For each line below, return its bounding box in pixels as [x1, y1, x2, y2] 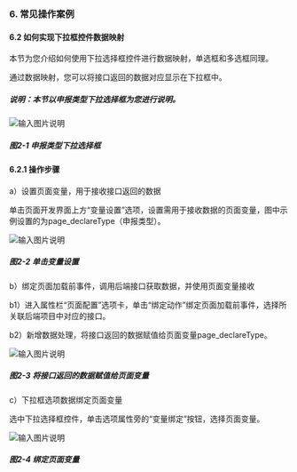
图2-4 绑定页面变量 [9, 454, 80, 465]
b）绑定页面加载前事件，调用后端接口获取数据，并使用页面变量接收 [9, 280, 255, 291]
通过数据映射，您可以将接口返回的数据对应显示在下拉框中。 [9, 72, 227, 83]
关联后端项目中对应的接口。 [9, 310, 111, 321]
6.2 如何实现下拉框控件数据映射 [9, 31, 125, 42]
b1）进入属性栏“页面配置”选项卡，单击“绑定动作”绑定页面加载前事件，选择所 [9, 300, 287, 310]
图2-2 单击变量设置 [9, 256, 80, 268]
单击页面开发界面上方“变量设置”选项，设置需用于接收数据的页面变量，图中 [9, 204, 281, 215]
